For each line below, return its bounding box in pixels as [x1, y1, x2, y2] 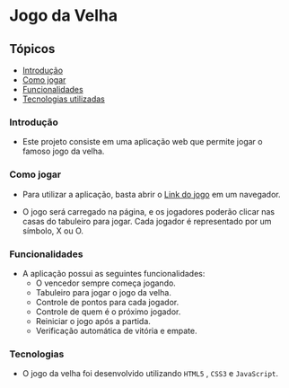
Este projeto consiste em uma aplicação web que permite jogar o [22, 137, 263, 147]
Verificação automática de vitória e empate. [35, 325, 197, 336]
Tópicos [9, 41, 56, 57]
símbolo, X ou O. [22, 225, 83, 236]
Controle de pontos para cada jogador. [35, 296, 180, 307]
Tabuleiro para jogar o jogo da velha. [35, 287, 172, 297]
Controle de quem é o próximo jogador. [35, 306, 181, 317]
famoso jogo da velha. [22, 145, 105, 157]
